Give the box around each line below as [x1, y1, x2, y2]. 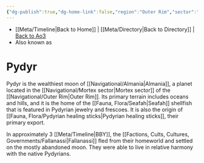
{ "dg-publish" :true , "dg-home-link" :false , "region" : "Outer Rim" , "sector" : [6, 9, 197, 15]
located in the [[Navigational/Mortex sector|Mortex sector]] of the [6, 86, 171, 94]
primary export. [6, 119, 46, 126]
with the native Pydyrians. [6, 150, 71, 157]
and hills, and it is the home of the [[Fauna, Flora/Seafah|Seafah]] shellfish [6, 99, 192, 106]
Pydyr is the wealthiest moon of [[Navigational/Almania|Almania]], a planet [6, 80, 192, 87]
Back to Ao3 [15, 32, 46, 40]
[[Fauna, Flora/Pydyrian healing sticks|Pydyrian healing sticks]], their [6, 112, 179, 119]
